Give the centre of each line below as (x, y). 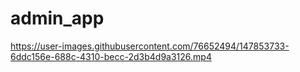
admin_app (57, 18)
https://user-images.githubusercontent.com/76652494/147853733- (150, 46)
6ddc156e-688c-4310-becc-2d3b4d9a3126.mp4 (111, 56)
